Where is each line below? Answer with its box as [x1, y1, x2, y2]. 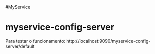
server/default [5, 43, 35, 49]
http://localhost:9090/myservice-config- [66, 38, 151, 44]
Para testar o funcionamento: [5, 38, 66, 44]
